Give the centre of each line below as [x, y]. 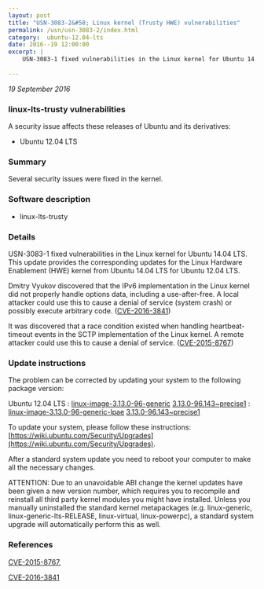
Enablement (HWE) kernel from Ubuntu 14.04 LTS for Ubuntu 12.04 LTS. [124, 270]
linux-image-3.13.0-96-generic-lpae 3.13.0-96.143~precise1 [104, 412]
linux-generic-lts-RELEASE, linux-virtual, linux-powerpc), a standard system [131, 516]
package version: [36, 389]
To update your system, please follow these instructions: [99, 427]
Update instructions [47, 363]
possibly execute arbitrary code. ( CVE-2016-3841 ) [90, 310]
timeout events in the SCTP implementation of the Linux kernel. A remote [126, 334]
